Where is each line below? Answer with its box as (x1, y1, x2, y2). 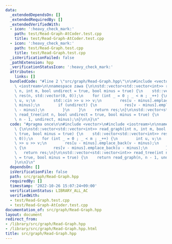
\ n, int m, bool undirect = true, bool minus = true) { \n (14, 88, 143, 94)
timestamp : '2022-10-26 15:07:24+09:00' (10, 184, 97, 189)
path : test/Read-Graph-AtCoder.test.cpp (14, 31, 102, 36)
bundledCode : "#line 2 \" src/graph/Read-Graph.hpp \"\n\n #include (10, 79, 153, 84)
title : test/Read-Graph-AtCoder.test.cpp (14, 36, 104, 41)
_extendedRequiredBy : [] (10, 17, 63, 22)
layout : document (5, 212, 42, 217)
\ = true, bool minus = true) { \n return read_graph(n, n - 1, (14, 155, 159, 160)
